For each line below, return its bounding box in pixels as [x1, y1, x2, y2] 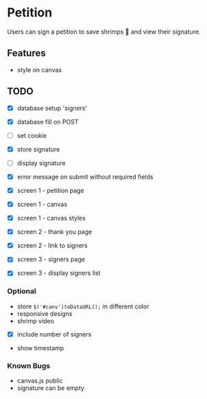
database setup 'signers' [16, 104, 88, 112]
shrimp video [16, 317, 55, 325]
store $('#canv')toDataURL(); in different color [16, 302, 149, 310]
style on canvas [16, 65, 62, 73]
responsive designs [16, 309, 73, 317]
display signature [16, 159, 66, 167]
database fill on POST [16, 117, 79, 126]
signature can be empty [16, 384, 84, 392]
